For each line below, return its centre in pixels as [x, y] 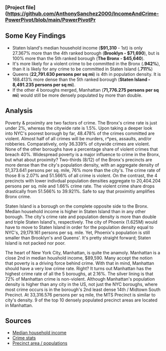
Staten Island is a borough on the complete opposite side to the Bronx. [77, 206]
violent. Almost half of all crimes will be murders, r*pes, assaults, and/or [79, 138]
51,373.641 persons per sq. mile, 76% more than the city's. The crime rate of [83, 170]
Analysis [19, 111]
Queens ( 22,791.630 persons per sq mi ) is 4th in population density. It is [86, 74]
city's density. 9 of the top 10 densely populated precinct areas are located [81, 300]
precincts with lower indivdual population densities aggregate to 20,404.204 [83, 180]
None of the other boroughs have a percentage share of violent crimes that [82, 149]
